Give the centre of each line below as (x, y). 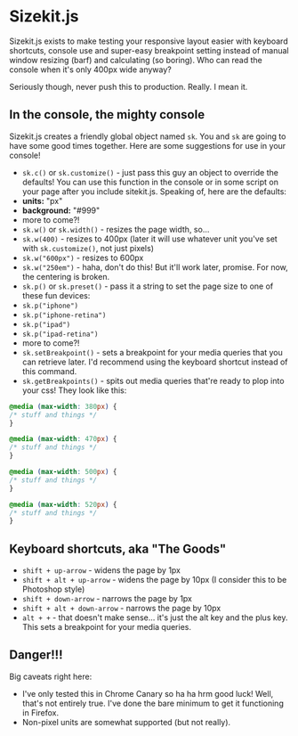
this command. (49, 371)
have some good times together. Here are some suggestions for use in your (148, 145)
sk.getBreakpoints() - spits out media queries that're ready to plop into (153, 380)
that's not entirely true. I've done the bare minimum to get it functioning (153, 703)
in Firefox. (40, 712)
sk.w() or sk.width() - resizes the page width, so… (116, 229)
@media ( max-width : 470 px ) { (63, 439)
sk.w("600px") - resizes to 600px (83, 258)
